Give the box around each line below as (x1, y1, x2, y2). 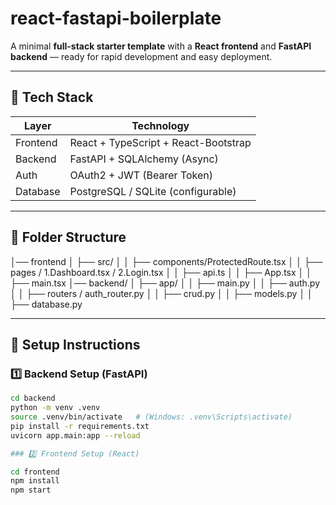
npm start (10, 485, 52, 496)
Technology (131, 118, 190, 132)
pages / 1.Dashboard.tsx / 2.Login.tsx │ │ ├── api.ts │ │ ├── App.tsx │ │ (10, 266, 313, 278)
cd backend (10, 393, 56, 404)
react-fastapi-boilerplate (10, 7, 222, 30)
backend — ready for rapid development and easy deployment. (10, 50, 273, 62)
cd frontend (10, 467, 60, 477)
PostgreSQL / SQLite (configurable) (69, 184, 237, 198)
